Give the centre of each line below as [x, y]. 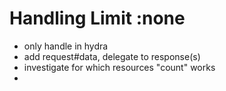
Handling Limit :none [97, 18]
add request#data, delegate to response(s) [112, 56]
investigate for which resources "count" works [119, 67]
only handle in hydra [66, 46]
